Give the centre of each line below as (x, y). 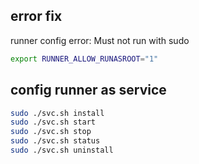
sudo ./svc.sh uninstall (62, 150)
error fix (36, 16)
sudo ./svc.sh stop (51, 132)
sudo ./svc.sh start (53, 122)
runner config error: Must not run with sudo (100, 40)
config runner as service (88, 90)
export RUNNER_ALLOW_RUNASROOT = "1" (84, 59)
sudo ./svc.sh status (55, 141)
